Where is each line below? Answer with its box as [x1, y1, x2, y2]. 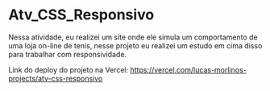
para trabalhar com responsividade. [8, 49, 127, 59]
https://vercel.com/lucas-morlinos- [130, 64, 247, 74]
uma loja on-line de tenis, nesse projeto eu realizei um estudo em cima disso [8, 40, 263, 50]
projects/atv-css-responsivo [8, 73, 103, 83]
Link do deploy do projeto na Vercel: [8, 64, 129, 74]
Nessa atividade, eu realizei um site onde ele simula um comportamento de [8, 32, 258, 42]
